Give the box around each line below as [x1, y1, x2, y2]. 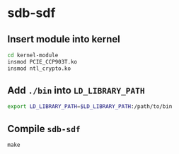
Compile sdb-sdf [7, 122, 81, 135]
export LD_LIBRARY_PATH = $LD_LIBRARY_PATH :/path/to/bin [7, 103, 173, 110]
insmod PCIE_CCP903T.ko [7, 58, 78, 65]
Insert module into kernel [7, 33, 120, 45]
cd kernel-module [7, 52, 59, 59]
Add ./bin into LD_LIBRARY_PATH [7, 85, 145, 97]
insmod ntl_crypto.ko [7, 65, 71, 72]
